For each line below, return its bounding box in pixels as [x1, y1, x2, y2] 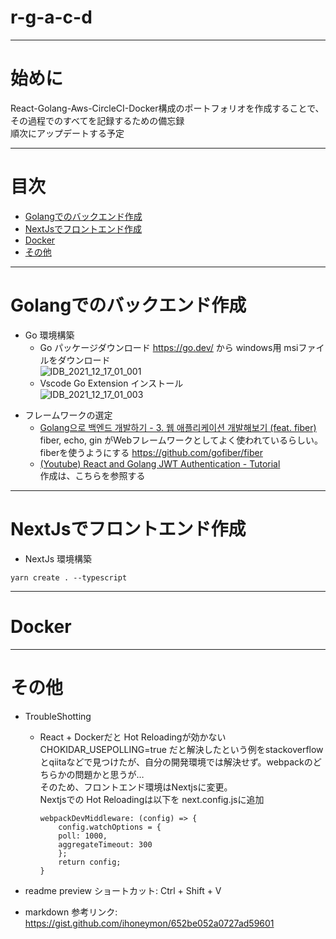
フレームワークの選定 [24, 409, 113, 421]
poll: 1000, [58, 831, 108, 841]
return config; [58, 857, 122, 867]
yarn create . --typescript [10, 572, 128, 583]
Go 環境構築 [24, 329, 75, 341]
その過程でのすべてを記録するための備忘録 [10, 114, 185, 126]
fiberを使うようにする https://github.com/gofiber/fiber [39, 446, 263, 458]
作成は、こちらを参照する [39, 469, 146, 481]
